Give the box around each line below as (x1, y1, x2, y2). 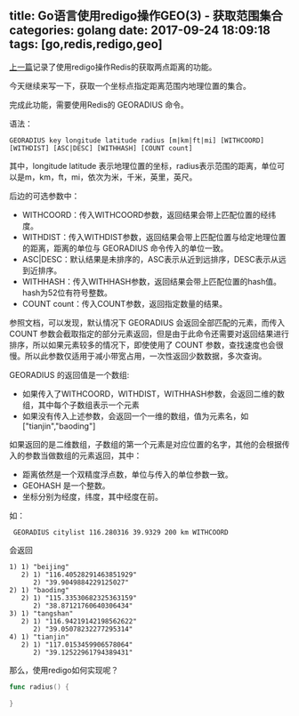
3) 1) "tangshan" (9, 608, 74, 618)
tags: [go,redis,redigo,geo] (9, 36, 163, 52)
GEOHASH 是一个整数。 (21, 479, 110, 491)
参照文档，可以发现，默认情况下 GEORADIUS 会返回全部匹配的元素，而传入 (9, 317, 286, 327)
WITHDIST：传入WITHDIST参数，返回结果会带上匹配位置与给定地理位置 (21, 231, 287, 242)
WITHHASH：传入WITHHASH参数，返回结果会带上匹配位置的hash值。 (21, 276, 282, 286)
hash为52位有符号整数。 (21, 287, 113, 298)
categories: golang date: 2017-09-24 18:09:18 (9, 23, 271, 38)
